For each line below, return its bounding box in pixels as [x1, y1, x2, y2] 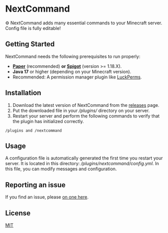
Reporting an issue [5, 180, 66, 189]
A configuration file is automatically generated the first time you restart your [5, 155, 163, 161]
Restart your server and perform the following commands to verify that [12, 112, 160, 119]
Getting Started [5, 40, 55, 49]
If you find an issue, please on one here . [5, 194, 89, 200]
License [5, 209, 31, 217]
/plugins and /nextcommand [5, 128, 62, 133]
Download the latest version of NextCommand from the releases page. [12, 102, 160, 108]
